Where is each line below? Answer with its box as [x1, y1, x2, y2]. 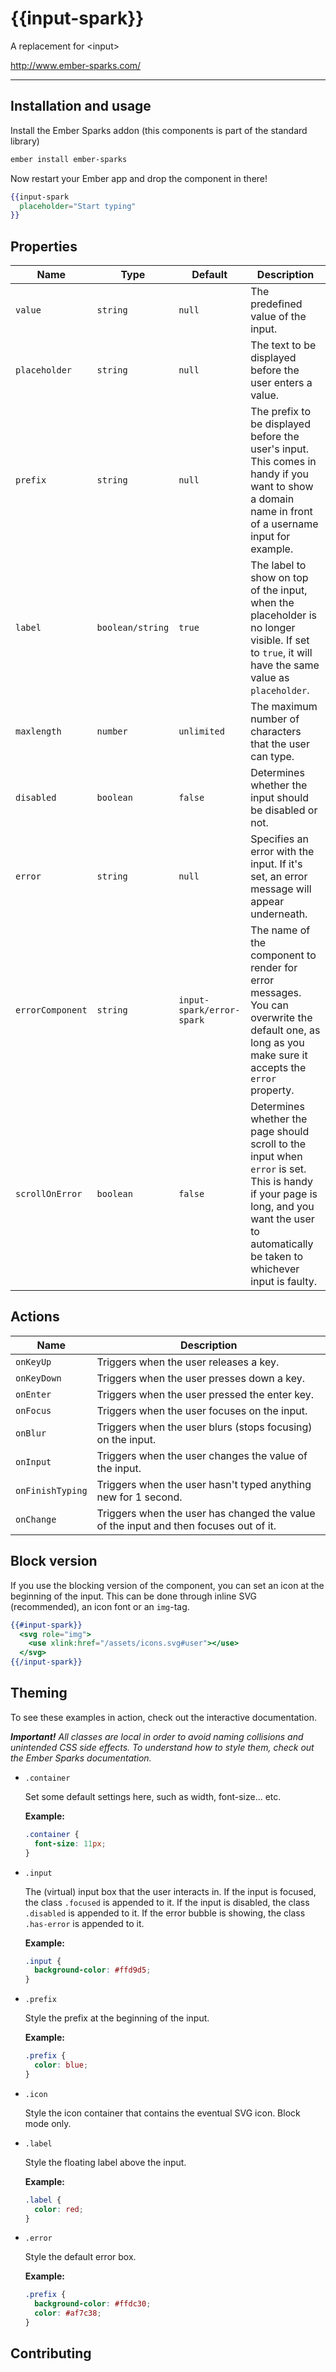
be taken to [250, 1250, 304, 1264]
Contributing [10, 2345, 92, 2362]
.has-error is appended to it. [24, 1917, 145, 1929]
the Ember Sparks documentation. [10, 1752, 152, 1764]
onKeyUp [15, 1356, 52, 1367]
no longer [250, 621, 296, 635]
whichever [250, 1262, 300, 1276]
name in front [250, 505, 313, 519]
